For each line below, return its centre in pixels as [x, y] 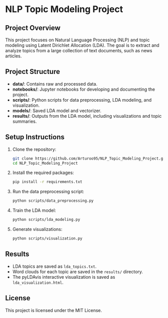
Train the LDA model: [34, 210]
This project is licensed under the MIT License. [54, 310]
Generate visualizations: [37, 229]
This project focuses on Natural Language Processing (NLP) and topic [77, 40]
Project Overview [33, 28]
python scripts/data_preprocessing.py [53, 201]
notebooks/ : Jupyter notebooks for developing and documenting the [84, 89]
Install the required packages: [43, 173]
